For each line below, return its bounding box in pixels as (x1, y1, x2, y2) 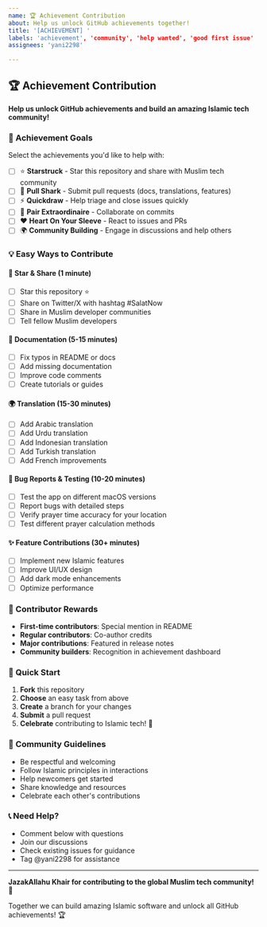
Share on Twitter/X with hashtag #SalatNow (19, 298, 163, 308)
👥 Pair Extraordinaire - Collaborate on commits (19, 207, 175, 217)
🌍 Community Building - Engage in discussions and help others (19, 226, 232, 235)
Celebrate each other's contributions (19, 791, 141, 800)
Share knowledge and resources (19, 782, 126, 791)
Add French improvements (19, 455, 107, 465)
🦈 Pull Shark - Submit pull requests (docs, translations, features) (19, 187, 232, 196)
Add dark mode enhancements (19, 574, 122, 583)
